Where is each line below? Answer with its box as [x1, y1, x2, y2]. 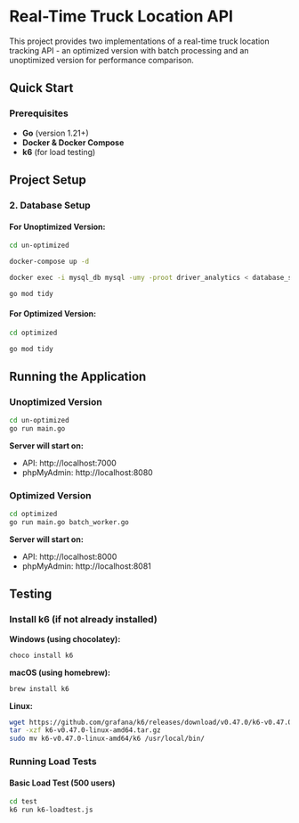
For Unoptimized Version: [9, 221, 106, 232]
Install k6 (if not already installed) [9, 613, 158, 626]
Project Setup [9, 172, 87, 188]
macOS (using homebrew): [9, 667, 111, 678]
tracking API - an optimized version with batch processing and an [9, 45, 249, 55]
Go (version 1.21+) [21, 128, 89, 138]
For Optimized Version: [9, 309, 96, 319]
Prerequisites [9, 107, 69, 119]
